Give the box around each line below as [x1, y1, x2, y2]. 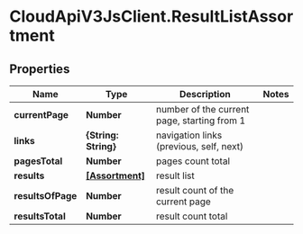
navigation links [156, 129, 223, 141]
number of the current [156, 103, 250, 115]
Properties [9, 61, 70, 76]
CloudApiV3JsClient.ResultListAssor [9, 6, 294, 27]
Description [179, 88, 232, 100]
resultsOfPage [14, 190, 78, 202]
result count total [156, 210, 228, 222]
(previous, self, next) [156, 140, 244, 152]
